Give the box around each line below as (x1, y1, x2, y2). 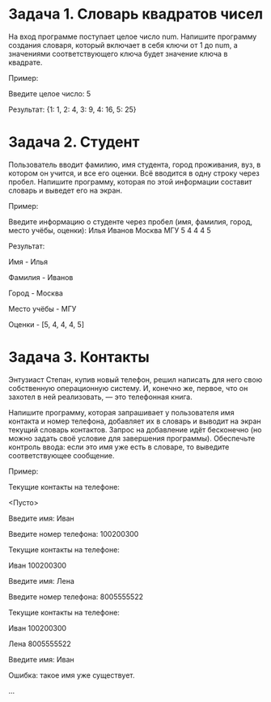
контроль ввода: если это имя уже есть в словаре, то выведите (8, 442, 230, 452)
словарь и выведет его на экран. (8, 185, 123, 195)
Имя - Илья (8, 257, 49, 266)
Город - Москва (8, 288, 63, 298)
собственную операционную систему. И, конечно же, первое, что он (8, 383, 248, 393)
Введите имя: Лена (8, 576, 75, 585)
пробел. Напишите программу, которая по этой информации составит (8, 177, 252, 186)
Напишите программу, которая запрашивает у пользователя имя (8, 407, 235, 417)
